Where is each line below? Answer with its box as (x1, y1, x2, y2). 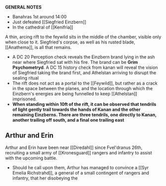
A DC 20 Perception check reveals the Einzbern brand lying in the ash (12, 54, 155, 60)
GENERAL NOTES (5, 4, 42, 10)
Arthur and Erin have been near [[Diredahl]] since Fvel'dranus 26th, (5, 144, 143, 150)
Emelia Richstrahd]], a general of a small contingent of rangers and (12, 170, 150, 176)
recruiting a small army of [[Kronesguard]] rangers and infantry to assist (5, 149, 152, 155)
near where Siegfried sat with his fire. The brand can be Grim (12, 59, 138, 65)
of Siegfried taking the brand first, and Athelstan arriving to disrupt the (12, 70, 157, 76)
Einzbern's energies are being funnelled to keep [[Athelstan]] (12, 91, 137, 96)
